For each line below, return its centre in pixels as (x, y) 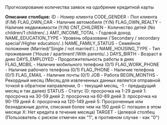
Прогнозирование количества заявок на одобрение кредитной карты (80, 7)
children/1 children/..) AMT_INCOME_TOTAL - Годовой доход (68, 33)
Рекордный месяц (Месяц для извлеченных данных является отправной (83, 80)
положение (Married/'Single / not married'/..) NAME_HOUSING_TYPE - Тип (83, 49)
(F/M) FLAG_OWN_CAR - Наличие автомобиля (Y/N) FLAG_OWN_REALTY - (83, 22)
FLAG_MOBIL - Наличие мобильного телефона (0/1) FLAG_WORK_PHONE (82, 64)
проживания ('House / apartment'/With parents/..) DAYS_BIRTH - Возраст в (83, 54)
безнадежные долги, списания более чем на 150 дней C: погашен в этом (83, 107)
